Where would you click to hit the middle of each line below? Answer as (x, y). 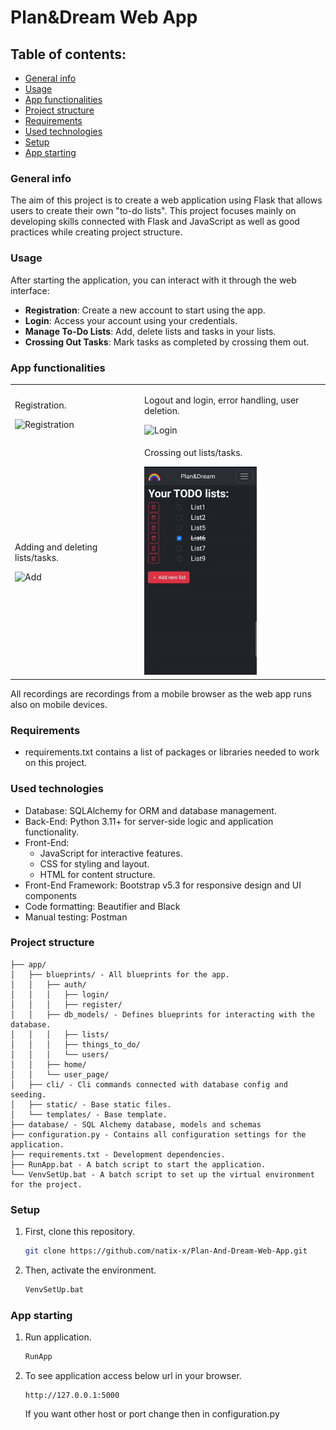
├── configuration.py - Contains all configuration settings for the (158, 1134)
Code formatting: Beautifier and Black (102, 906)
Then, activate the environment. (90, 1270)
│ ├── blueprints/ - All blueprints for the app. (120, 974)
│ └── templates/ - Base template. (89, 1114)
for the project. (46, 1184)
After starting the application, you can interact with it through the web (153, 280)
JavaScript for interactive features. (111, 853)
